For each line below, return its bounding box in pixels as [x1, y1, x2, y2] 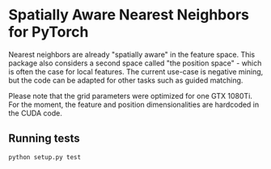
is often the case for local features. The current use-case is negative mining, [8, 66, 264, 76]
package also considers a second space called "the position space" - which [8, 58, 262, 68]
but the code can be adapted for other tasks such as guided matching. [8, 75, 243, 85]
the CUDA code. [8, 108, 62, 118]
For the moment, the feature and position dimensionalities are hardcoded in [8, 99, 260, 109]
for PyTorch [8, 23, 89, 41]
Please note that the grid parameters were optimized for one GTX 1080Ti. [8, 91, 253, 100]
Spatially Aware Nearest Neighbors [8, 6, 249, 24]
